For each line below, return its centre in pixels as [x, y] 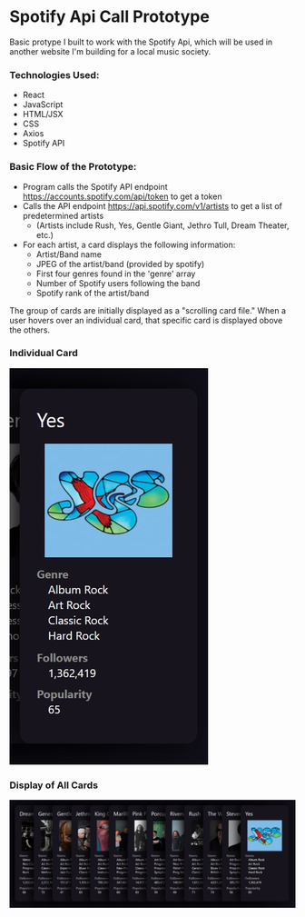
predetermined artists [63, 215]
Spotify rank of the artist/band [93, 293]
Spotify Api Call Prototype [110, 17]
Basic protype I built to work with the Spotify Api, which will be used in [141, 42]
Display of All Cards [54, 785]
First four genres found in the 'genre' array [116, 274]
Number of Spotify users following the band [118, 283]
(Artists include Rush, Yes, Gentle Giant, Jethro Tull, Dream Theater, [162, 225]
